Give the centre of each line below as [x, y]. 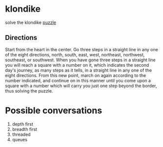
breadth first [25, 129]
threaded [21, 134]
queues [20, 139]
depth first [22, 124]
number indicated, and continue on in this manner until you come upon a [78, 80]
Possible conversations [54, 110]
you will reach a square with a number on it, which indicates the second [77, 65]
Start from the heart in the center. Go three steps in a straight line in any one [82, 49]
